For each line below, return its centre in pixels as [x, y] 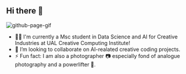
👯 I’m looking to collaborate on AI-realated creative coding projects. [97, 49]
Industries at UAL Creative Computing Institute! [72, 43]
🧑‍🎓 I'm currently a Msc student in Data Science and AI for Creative [96, 37]
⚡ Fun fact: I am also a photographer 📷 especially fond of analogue [97, 56]
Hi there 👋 [25, 11]
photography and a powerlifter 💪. [55, 64]
